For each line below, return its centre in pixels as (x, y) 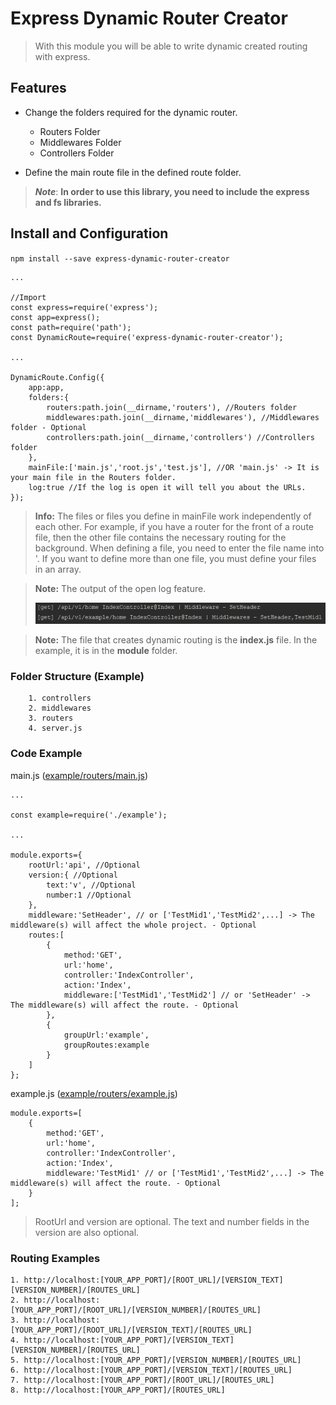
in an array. (58, 569)
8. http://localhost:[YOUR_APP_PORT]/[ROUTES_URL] (118, 1390)
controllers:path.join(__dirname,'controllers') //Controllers (180, 437)
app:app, (46, 387)
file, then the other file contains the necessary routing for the (160, 537)
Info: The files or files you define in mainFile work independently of (173, 516)
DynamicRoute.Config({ (57, 377)
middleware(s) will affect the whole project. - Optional (133, 925)
